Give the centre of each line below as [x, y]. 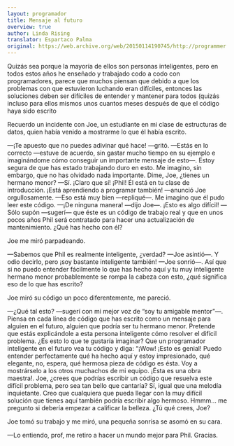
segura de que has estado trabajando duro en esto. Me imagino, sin [105, 168]
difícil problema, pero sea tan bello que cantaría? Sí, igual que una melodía [115, 385]
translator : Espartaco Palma [50, 40]
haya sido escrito [32, 111]
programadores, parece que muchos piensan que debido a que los [103, 81]
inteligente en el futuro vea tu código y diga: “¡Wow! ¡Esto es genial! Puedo [115, 348]
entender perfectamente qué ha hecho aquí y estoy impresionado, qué [109, 356]
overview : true [29, 27]
